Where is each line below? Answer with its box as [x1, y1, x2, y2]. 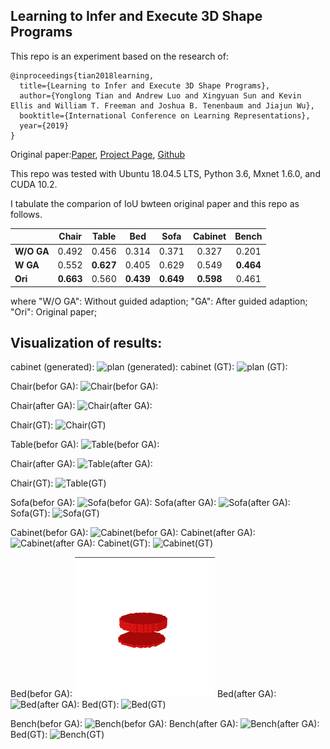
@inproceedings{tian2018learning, [10, 70, 155, 81]
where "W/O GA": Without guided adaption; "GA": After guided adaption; [10, 295, 308, 307]
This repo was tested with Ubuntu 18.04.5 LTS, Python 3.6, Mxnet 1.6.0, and [10, 167, 321, 179]
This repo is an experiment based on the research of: [10, 50, 229, 62]
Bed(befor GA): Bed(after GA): [10, 688, 277, 700]
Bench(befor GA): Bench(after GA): [10, 718, 239, 730]
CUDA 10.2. [10, 178, 58, 190]
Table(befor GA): [10, 439, 80, 451]
